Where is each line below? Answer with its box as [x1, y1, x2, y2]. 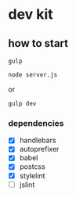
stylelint [19, 170, 45, 181]
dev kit [8, 5, 53, 23]
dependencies [8, 117, 64, 128]
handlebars [19, 135, 56, 145]
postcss [19, 162, 45, 171]
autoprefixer [19, 145, 60, 154]
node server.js [8, 71, 58, 79]
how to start [8, 37, 69, 50]
